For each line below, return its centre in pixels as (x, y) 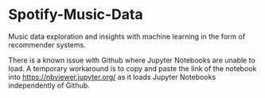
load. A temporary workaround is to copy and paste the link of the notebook (132, 68)
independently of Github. (49, 85)
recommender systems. (47, 44)
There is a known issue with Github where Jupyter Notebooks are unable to (132, 60)
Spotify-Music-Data (76, 15)
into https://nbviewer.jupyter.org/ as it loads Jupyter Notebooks (112, 77)
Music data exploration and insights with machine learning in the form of (127, 36)
